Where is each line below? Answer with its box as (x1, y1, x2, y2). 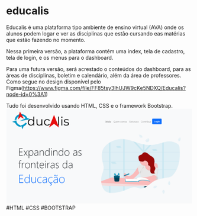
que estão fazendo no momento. (6, 36, 86, 43)
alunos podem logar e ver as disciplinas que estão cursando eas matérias (6, 30, 186, 37)
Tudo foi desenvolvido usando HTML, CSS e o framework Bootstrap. (6, 102, 173, 109)
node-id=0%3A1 (6, 91, 46, 98)
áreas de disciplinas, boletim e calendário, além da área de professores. (6, 72, 182, 79)
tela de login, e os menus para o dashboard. (6, 54, 114, 61)
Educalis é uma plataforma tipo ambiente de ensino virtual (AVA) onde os (6, 24, 185, 31)
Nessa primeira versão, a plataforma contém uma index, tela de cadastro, (6, 47, 185, 54)
